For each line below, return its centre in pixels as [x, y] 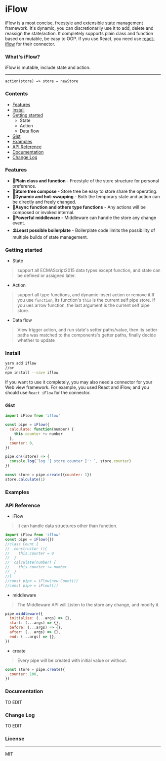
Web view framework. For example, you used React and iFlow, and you [77, 387]
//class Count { [22, 544]
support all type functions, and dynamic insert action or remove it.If [86, 295]
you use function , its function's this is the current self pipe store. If [86, 300]
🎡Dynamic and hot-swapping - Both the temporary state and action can [86, 196]
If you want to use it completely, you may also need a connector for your [79, 382]
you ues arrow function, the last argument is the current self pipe [83, 305]
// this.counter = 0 [30, 553]
